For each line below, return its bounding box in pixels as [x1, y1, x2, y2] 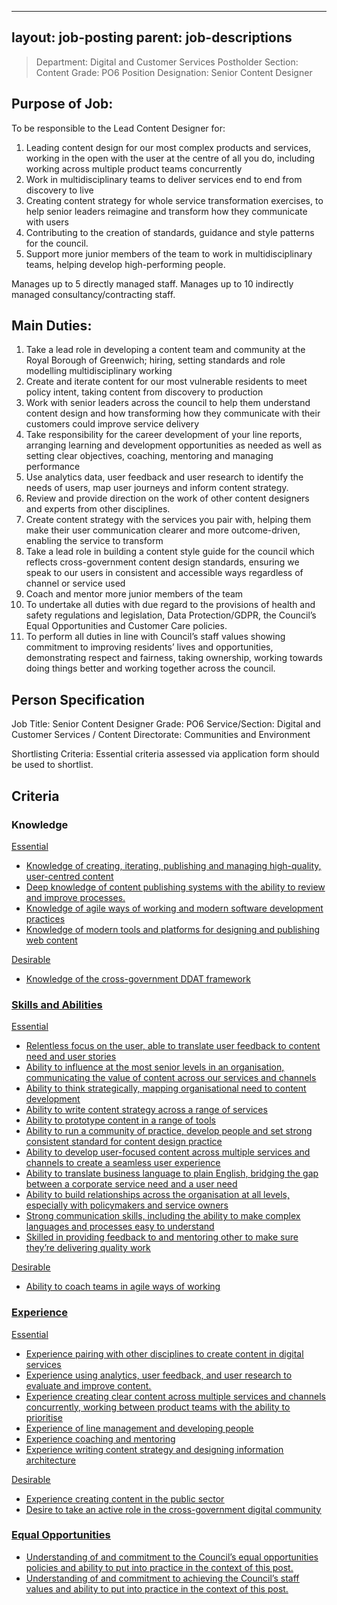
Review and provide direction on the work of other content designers [25, 492, 310, 505]
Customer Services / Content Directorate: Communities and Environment [11, 729, 311, 741]
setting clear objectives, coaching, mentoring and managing [25, 450, 274, 462]
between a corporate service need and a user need [25, 1178, 238, 1190]
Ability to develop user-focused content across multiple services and [25, 1146, 311, 1158]
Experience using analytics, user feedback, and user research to [25, 1369, 293, 1381]
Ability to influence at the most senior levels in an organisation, [25, 1061, 285, 1073]
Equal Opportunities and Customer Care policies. [25, 620, 228, 632]
